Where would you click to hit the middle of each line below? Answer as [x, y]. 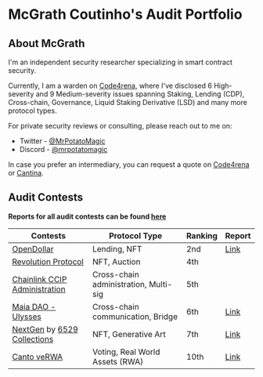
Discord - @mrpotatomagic [63, 149]
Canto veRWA [38, 357]
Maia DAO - [34, 306]
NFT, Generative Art [129, 334]
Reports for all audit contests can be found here [87, 216]
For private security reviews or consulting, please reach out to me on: [120, 126]
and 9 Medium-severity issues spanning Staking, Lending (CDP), [140, 94]
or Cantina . [26, 173]
